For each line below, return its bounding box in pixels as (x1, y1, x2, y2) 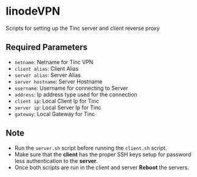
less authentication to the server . (14, 157, 98, 164)
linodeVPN (5, 4, 60, 18)
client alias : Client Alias (14, 65, 79, 72)
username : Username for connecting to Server (14, 84, 128, 92)
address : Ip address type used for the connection (14, 90, 137, 98)
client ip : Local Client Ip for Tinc (14, 97, 100, 104)
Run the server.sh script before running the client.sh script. (14, 144, 167, 151)
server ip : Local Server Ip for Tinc (14, 104, 102, 111)
